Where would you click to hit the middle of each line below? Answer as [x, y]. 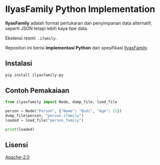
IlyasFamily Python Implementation [80, 9]
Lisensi [17, 145]
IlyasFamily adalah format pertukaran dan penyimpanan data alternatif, [78, 23]
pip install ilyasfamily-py [34, 75]
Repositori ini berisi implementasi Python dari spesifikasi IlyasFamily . [77, 47]
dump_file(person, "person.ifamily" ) [44, 116]
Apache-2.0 [17, 157]
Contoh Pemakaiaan [37, 91]
